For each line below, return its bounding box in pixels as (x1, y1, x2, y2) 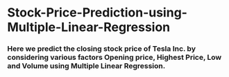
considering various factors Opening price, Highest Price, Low (7, 53, 222, 63)
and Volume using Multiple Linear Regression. (7, 61, 166, 71)
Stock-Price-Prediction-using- (7, 5, 187, 21)
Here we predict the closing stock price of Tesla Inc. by (7, 44, 196, 54)
